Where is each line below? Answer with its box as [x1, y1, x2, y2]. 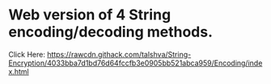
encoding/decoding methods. [8, 23, 213, 41]
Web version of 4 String [8, 6, 171, 24]
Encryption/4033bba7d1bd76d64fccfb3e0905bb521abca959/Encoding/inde [8, 58, 263, 68]
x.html [8, 66, 30, 76]
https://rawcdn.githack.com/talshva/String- [47, 49, 192, 59]
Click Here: [8, 49, 46, 59]
